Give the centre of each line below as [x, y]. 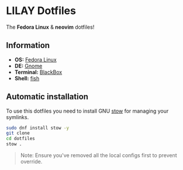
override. [31, 162]
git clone [18, 133]
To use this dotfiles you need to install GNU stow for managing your [87, 111]
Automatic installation [47, 97]
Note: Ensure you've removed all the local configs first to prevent [99, 155]
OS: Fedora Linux [35, 59]
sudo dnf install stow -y [37, 128]
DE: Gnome [28, 66]
